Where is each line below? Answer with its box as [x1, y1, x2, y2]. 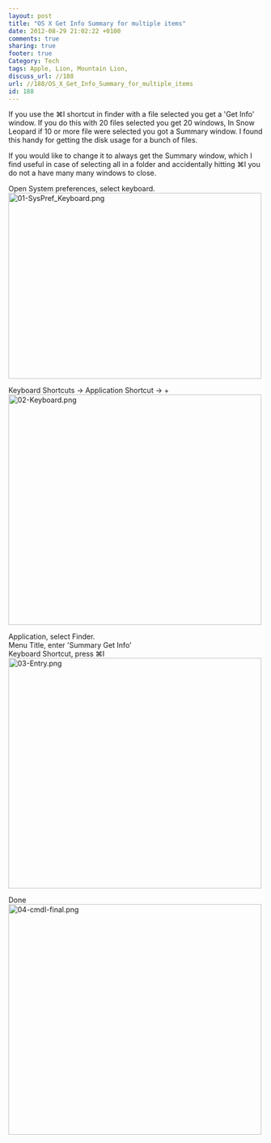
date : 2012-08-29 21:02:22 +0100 [8, 27, 121, 35]
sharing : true [8, 42, 57, 50]
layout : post [8, 11, 53, 20]
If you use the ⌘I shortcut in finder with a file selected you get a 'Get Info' [8, 109, 255, 119]
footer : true [8, 49, 53, 58]
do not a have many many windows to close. [8, 168, 157, 178]
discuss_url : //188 [8, 72, 74, 80]
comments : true [8, 34, 60, 43]
